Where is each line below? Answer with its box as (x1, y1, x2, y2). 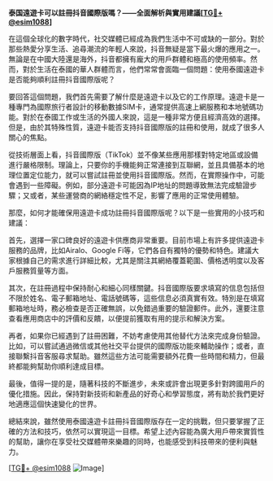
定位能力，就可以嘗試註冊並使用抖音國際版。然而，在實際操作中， (29, 170, 250, 180)
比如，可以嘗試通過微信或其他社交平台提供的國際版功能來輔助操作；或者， (8, 341, 258, 351)
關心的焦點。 (8, 133, 51, 142)
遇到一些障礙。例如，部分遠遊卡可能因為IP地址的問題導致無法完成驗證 (15, 181, 250, 190)
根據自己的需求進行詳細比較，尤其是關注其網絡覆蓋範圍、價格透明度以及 (15, 256, 258, 265)
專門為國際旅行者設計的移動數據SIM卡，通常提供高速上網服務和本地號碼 (15, 102, 257, 112)
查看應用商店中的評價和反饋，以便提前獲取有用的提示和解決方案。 (8, 313, 229, 323)
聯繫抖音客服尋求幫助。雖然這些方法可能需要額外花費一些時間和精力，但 (15, 352, 258, 361)
